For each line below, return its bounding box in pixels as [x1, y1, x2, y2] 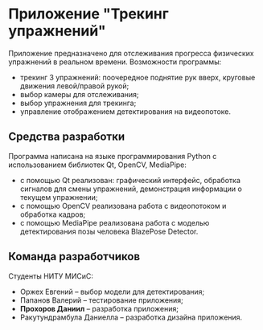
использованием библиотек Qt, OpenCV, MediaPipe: [8, 160, 187, 169]
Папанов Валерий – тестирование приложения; [19, 295, 183, 305]
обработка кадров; [19, 210, 86, 219]
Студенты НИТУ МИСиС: [8, 271, 94, 281]
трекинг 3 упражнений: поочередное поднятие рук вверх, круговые [19, 72, 256, 82]
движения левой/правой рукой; [19, 81, 129, 91]
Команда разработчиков [8, 250, 141, 263]
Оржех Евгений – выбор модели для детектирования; [19, 287, 205, 296]
